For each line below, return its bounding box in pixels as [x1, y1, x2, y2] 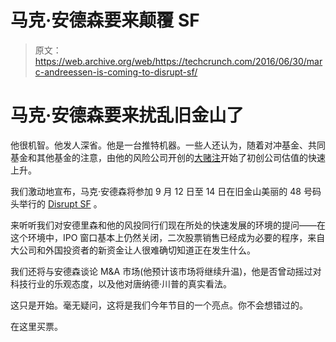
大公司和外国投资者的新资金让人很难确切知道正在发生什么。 [10, 244, 256, 256]
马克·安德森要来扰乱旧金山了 [10, 104, 245, 127]
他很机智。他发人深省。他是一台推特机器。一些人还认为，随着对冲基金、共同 [10, 139, 326, 151]
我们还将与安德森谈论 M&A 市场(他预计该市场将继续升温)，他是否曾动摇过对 [10, 265, 322, 277]
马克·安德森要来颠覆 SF [10, 9, 200, 32]
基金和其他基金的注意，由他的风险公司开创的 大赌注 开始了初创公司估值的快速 [10, 151, 326, 163]
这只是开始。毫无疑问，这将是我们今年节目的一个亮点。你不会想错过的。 [10, 299, 308, 311]
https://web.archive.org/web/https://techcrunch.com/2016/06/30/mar [34, 55, 323, 67]
